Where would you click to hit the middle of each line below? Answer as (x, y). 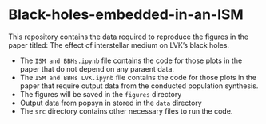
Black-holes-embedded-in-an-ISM (126, 15)
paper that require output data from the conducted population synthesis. (139, 86)
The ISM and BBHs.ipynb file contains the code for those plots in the (131, 60)
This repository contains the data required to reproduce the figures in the (129, 37)
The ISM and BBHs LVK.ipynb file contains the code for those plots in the (138, 77)
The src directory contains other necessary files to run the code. (126, 111)
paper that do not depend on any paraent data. (97, 68)
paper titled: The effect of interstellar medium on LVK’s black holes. (119, 45)
